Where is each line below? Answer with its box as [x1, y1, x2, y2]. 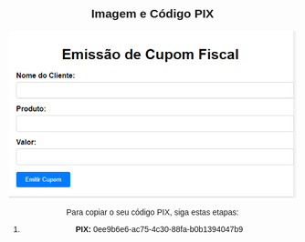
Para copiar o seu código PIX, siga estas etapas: [66, 207, 239, 217]
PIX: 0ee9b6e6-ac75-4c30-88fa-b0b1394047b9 [75, 225, 244, 235]
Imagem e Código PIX [90, 6, 215, 21]
